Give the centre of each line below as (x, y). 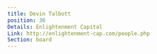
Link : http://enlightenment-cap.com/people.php (79, 33)
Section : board (30, 40)
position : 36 (27, 20)
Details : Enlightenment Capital (55, 27)
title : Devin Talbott (39, 14)
